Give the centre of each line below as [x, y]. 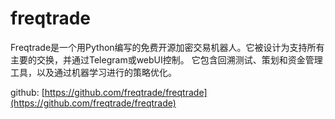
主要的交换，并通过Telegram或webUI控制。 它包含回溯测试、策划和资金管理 [166, 59]
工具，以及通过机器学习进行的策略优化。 [93, 72]
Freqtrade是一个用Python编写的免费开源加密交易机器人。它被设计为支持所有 [167, 47]
